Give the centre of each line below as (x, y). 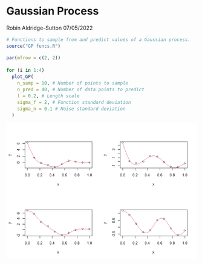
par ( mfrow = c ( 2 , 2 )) (34, 58)
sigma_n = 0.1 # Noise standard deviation (71, 109)
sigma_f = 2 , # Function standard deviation (74, 102)
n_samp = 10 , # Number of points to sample (73, 83)
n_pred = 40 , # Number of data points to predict (81, 90)
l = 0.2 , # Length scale (48, 96)
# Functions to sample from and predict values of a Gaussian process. (98, 40)
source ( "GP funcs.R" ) (34, 46)
